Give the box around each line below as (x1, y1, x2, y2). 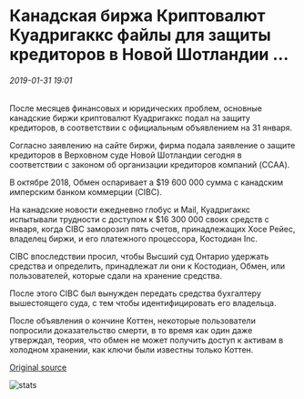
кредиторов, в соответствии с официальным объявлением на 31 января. (9, 122, 293, 133)
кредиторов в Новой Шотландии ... (9, 45, 289, 65)
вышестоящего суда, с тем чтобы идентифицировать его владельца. (9, 298, 277, 309)
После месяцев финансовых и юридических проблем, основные (9, 103, 262, 114)
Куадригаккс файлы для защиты (9, 25, 271, 46)
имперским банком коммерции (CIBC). (9, 187, 162, 198)
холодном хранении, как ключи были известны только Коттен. (9, 344, 254, 355)
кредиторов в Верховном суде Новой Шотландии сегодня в (9, 149, 243, 160)
